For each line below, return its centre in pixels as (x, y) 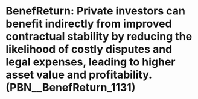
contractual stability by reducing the (99, 37)
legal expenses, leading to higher (91, 62)
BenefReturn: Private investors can (95, 11)
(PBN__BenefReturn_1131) (71, 88)
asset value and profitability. (79, 75)
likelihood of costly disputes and (89, 49)
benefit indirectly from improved (89, 24)
